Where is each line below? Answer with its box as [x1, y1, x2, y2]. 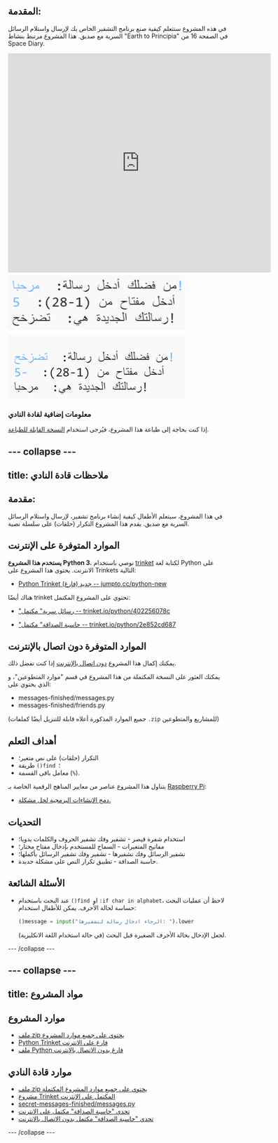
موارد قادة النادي [8, 1066, 72, 1078]
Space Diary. [8, 39, 45, 48]
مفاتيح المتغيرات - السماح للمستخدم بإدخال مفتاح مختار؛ [18, 842, 165, 850]
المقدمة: [8, 6, 41, 18]
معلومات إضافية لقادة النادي [8, 409, 92, 419]
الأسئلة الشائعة [8, 877, 65, 890]
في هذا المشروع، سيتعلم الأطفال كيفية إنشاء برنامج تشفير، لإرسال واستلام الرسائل [8, 512, 223, 520]
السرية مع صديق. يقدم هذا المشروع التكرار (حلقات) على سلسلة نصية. [8, 519, 190, 528]
